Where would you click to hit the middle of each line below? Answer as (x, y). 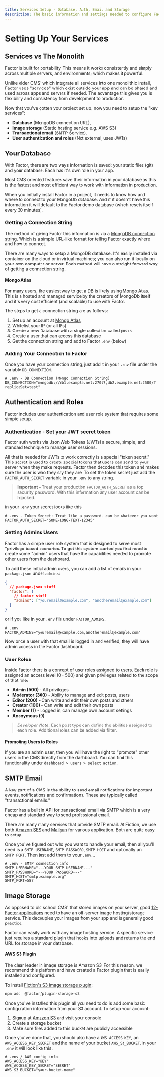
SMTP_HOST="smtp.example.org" (36, 876)
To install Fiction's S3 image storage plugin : (49, 985)
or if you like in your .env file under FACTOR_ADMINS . (55, 619)
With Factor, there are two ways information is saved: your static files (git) (79, 165)
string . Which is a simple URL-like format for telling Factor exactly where (78, 239)
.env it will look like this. (29, 1048)
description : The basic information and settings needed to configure (78, 14)
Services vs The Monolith (45, 56)
